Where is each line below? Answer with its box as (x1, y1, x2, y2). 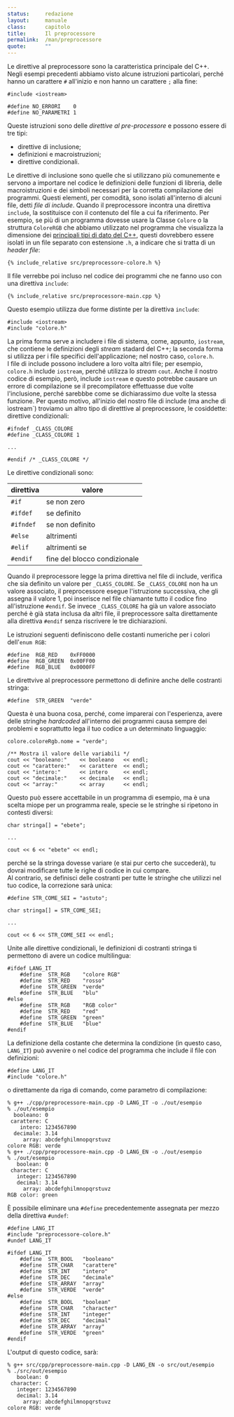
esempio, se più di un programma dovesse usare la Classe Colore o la (7, 216, 209, 224)
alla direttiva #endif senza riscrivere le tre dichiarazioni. (7, 617, 167, 625)
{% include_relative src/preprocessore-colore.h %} (7, 259, 161, 266)
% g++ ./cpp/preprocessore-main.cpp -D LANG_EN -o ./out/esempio (7, 1149, 202, 1156)
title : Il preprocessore (7, 30, 96, 37)
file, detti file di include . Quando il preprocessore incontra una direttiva (7, 201, 211, 209)
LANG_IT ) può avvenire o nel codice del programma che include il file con (7, 1046, 216, 1054)
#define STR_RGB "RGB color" (20, 1002, 118, 1009)
